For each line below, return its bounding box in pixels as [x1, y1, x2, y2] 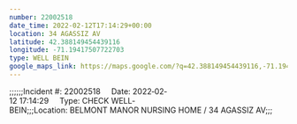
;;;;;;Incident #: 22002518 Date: [9, 85, 131, 97]
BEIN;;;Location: [9, 105, 68, 115]
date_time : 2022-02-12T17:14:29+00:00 [9, 21, 152, 30]
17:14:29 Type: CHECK [19, 95, 110, 106]
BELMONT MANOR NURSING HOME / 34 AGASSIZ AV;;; [69, 105, 273, 115]
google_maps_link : [9, 62, 77, 71]
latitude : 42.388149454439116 [9, 37, 121, 47]
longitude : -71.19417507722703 [9, 46, 125, 55]
